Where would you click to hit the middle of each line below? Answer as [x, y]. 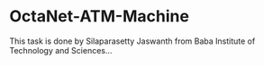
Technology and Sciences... [61, 50]
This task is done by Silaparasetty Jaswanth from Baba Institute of [132, 41]
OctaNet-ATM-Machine [99, 16]
